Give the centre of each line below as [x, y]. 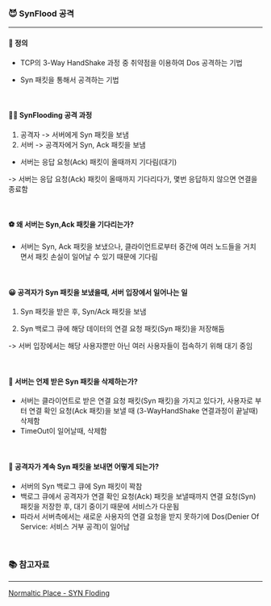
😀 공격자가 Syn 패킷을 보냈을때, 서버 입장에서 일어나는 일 [98, 292]
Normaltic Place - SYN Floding [59, 593]
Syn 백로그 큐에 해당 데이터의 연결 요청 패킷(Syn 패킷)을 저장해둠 [122, 329]
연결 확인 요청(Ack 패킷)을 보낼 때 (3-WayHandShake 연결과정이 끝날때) [144, 411]
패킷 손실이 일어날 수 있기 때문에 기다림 [97, 256]
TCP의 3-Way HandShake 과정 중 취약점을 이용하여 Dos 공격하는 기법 [131, 62]
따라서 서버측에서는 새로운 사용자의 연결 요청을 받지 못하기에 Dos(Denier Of [140, 516]
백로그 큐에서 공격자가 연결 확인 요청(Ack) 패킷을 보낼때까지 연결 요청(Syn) [138, 496]
